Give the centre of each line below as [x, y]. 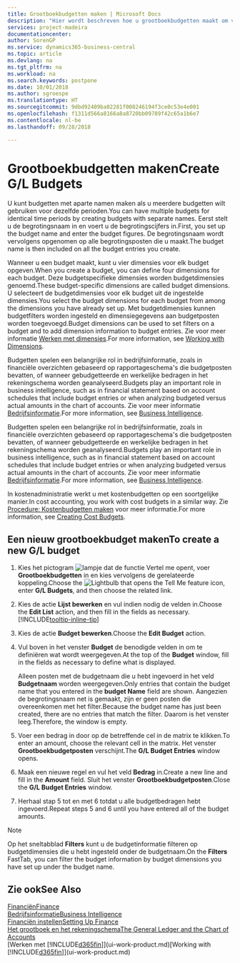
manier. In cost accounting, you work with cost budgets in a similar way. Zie [118, 502]
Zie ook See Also [44, 889]
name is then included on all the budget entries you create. [94, 249]
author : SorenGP [31, 41]
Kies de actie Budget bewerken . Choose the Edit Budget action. [111, 634]
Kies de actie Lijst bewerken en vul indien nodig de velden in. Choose [120, 604]
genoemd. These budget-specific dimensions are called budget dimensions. [119, 286]
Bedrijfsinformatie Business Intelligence [65, 914]
